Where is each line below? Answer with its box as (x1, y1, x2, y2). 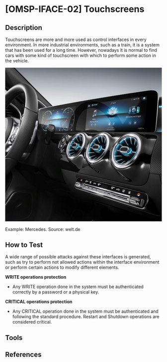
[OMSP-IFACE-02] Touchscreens (5, 3, 145, 15)
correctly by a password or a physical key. (12, 289, 99, 295)
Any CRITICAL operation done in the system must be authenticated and (12, 308, 159, 315)
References (5, 351, 42, 359)
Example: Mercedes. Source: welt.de (5, 226, 81, 232)
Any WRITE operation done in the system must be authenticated (12, 284, 144, 290)
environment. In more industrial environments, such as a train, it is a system (5, 42, 160, 48)
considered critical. (12, 319, 52, 325)
